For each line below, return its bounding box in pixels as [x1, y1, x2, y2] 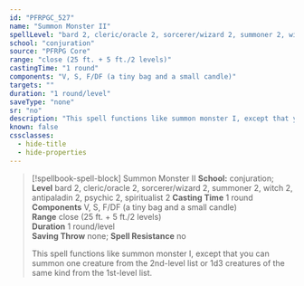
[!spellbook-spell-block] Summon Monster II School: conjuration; [31, 173, 274, 184]
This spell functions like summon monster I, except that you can [31, 248, 270, 259]
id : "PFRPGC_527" [9, 13, 75, 23]
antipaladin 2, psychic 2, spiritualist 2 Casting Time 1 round [31, 192, 253, 203]
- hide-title [17, 139, 67, 148]
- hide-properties [17, 148, 88, 157]
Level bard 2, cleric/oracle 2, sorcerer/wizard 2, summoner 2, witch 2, [31, 182, 293, 193]
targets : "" [9, 81, 54, 90]
